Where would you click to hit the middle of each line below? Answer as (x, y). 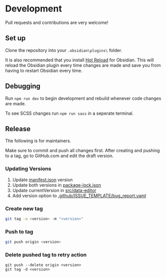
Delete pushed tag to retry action (46, 255)
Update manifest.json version (43, 180)
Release (18, 129)
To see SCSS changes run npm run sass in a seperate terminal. (69, 113)
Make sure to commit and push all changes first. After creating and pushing (83, 151)
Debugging (23, 86)
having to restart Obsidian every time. (44, 70)
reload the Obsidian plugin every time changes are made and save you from (83, 65)
